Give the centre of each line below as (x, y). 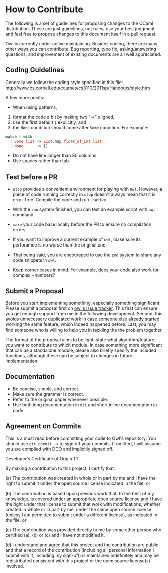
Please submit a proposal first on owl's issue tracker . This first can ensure (81, 308)
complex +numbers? (34, 275)
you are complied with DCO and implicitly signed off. (59, 449)
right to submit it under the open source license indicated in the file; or (78, 483)
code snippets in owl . (34, 260)
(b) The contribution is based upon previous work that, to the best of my (80, 493)
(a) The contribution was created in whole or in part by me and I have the (81, 478)
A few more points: (25, 97)
